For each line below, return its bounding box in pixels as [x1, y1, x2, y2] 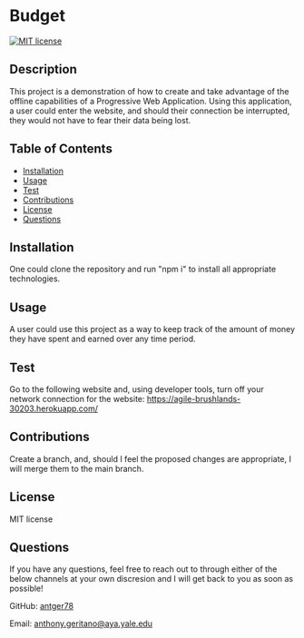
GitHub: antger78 [9, 601, 74, 612]
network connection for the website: [9, 394, 145, 404]
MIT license [9, 514, 54, 525]
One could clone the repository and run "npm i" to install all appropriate [9, 264, 277, 275]
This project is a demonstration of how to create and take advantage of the [9, 85, 289, 96]
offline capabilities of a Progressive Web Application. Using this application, [9, 95, 292, 106]
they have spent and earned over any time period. [9, 333, 197, 345]
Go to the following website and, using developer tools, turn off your [9, 384, 265, 395]
